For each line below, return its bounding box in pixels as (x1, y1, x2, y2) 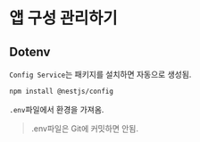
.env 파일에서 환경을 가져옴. (9, 104, 104, 114)
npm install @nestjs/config (9, 87, 114, 96)
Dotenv (9, 44, 51, 59)
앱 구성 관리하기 (9, 8, 118, 29)
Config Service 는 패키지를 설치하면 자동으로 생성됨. (9, 69, 192, 79)
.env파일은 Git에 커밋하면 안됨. (30, 122, 138, 134)
